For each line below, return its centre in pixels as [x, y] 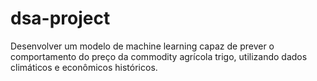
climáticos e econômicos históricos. [84, 67]
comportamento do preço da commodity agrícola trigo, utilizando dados [159, 56]
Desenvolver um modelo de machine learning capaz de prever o [142, 46]
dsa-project [60, 18]
